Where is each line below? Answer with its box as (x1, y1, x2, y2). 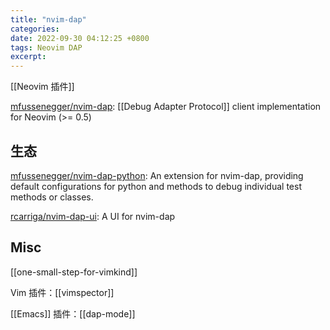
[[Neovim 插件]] (10, 81, 75, 93)
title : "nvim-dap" (10, 14, 87, 25)
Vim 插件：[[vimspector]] (10, 286, 115, 298)
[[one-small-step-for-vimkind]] (10, 266, 138, 278)
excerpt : (10, 52, 47, 62)
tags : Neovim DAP (10, 42, 83, 53)
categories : (10, 24, 60, 34)
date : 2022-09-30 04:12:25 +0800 (10, 33, 150, 43)
